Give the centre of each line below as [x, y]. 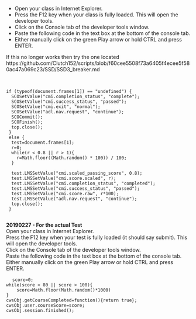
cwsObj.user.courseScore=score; [45, 306]
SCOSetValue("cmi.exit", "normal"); [56, 107]
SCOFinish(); [27, 122]
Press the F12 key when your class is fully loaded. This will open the [96, 15]
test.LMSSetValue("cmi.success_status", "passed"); [76, 189]
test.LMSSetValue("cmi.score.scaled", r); [64, 178]
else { [17, 137]
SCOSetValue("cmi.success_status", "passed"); [69, 102]
